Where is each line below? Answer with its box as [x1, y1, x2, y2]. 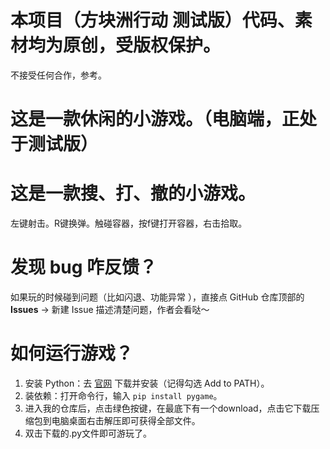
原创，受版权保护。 [63, 34, 222, 57]
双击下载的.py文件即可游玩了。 [24, 427, 152, 439]
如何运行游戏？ [10, 342, 134, 365]
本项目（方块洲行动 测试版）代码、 [10, 9, 295, 32]
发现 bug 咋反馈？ [10, 256, 158, 279]
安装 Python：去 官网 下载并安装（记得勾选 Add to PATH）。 [24, 377, 270, 389]
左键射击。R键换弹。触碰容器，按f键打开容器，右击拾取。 [10, 217, 248, 230]
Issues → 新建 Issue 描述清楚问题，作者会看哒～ [10, 304, 210, 315]
